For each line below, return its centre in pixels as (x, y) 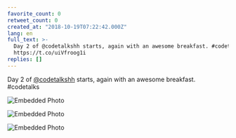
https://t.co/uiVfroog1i (50, 53)
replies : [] (25, 60)
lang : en (20, 33)
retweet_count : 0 (33, 20)
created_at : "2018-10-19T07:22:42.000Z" (67, 27)
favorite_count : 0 (34, 14)
